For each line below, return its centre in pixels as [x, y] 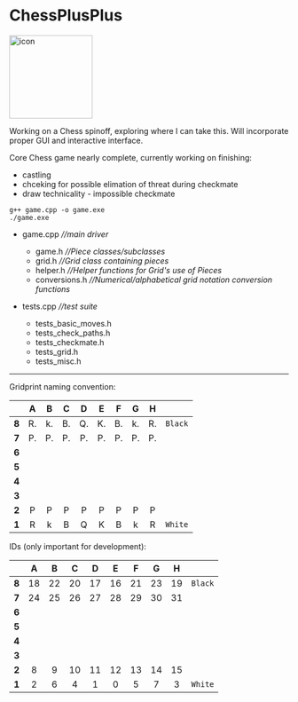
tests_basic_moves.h [74, 323]
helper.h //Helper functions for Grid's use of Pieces [129, 270]
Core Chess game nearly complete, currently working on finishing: [131, 157]
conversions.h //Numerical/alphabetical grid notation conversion [154, 280]
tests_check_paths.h [73, 333]
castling [36, 175]
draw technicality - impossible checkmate [98, 193]
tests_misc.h [58, 361]
